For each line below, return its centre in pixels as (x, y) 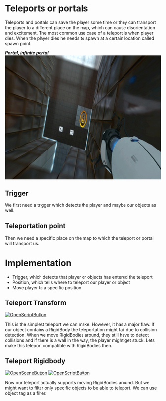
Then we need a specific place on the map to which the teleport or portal (80, 238)
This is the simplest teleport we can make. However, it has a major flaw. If (80, 324)
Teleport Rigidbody (35, 361)
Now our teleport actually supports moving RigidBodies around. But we (77, 383)
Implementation (38, 263)
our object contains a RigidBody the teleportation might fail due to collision (81, 330)
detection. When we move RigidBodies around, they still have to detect (77, 335)
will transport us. (22, 243)
